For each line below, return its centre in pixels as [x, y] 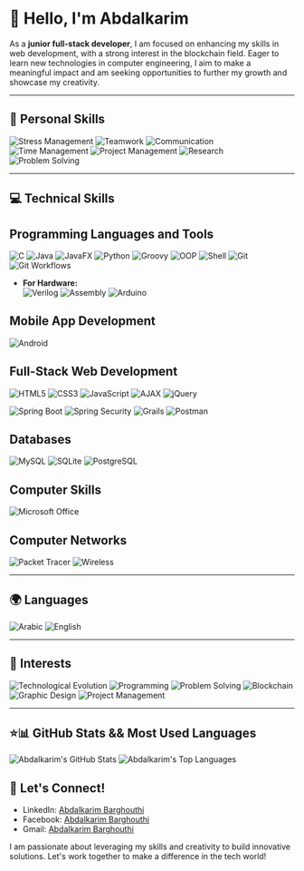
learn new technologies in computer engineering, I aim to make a [130, 63]
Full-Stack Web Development [94, 372]
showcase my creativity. [54, 82]
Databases [41, 439]
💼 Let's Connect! [57, 788]
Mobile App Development [82, 321]
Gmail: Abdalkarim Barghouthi [78, 829]
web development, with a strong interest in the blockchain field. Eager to [144, 53]
